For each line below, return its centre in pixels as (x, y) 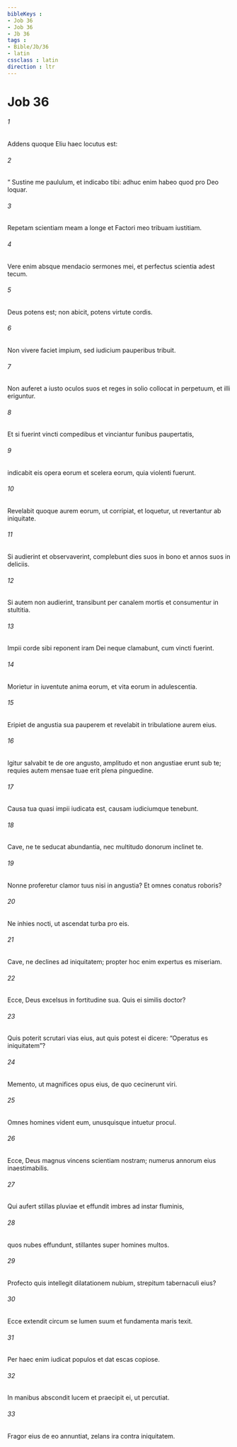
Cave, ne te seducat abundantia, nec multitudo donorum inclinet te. (105, 847)
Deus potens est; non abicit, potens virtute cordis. (80, 312)
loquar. (17, 190)
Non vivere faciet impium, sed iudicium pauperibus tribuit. (92, 350)
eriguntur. (22, 396)
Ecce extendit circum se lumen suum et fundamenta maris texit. (100, 1321)
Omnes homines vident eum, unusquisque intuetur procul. (92, 1122)
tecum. (18, 273)
